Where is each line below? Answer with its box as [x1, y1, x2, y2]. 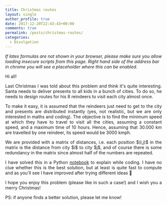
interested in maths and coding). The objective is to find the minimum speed [5, 114, 162, 120]
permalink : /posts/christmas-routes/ [5, 30, 83, 35]
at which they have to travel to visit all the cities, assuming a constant [5, 119, 162, 125]
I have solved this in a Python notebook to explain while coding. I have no [5, 159, 162, 165]
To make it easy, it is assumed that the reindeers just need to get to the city [5, 103, 162, 109]
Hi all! [5, 73, 17, 79]
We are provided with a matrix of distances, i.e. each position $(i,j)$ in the [5, 139, 162, 145]
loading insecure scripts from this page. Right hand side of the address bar [5, 58, 160, 65]
